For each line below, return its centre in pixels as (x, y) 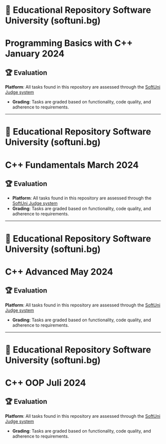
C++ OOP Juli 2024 (46, 383)
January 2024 (35, 54)
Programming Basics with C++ (69, 43)
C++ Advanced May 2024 (59, 271)
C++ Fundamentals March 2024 (72, 165)
